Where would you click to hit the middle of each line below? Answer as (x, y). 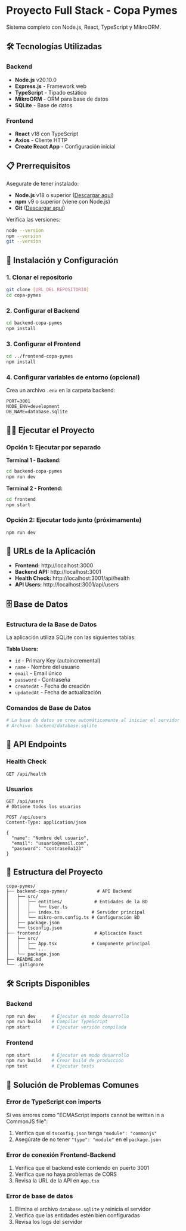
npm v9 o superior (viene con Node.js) (62, 201)
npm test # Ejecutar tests (50, 1066)
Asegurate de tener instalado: (43, 183)
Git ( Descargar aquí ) (40, 208)
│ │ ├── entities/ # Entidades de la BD (77, 902)
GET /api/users (25, 801)
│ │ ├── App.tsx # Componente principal (78, 943)
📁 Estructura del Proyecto (55, 872)
